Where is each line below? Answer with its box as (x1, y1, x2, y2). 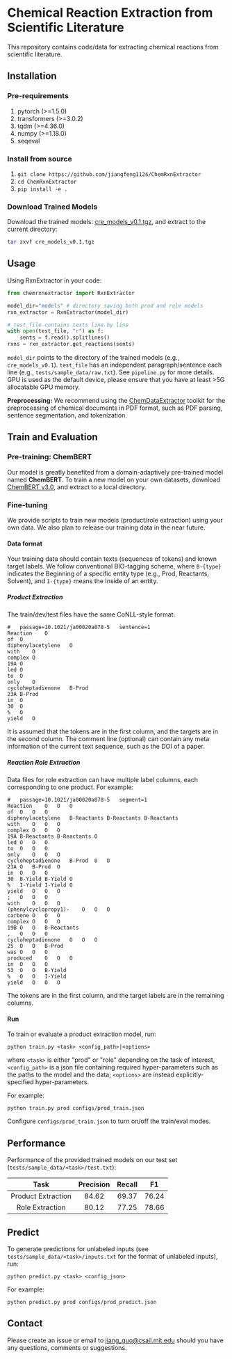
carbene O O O (7, 912, 60, 919)
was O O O (7, 948, 49, 956)
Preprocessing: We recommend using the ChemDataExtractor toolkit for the (7, 397, 226, 405)
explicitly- (176, 1070, 204, 1079)
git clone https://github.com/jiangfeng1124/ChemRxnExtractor (17, 170, 201, 178)
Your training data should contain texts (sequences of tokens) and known (7, 555, 217, 563)
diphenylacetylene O (7, 642, 73, 649)
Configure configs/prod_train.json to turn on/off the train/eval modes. (7, 1117, 211, 1125)
